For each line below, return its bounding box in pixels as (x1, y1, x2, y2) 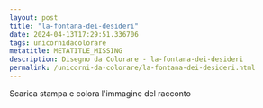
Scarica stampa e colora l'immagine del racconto (9, 87, 192, 99)
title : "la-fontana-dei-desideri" (9, 22, 140, 31)
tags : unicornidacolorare (9, 38, 106, 48)
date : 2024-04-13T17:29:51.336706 (9, 30, 140, 39)
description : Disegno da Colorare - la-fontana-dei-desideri (9, 55, 244, 64)
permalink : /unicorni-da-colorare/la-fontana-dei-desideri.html (9, 64, 256, 73)
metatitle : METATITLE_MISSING (9, 47, 123, 56)
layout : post (9, 13, 59, 22)
